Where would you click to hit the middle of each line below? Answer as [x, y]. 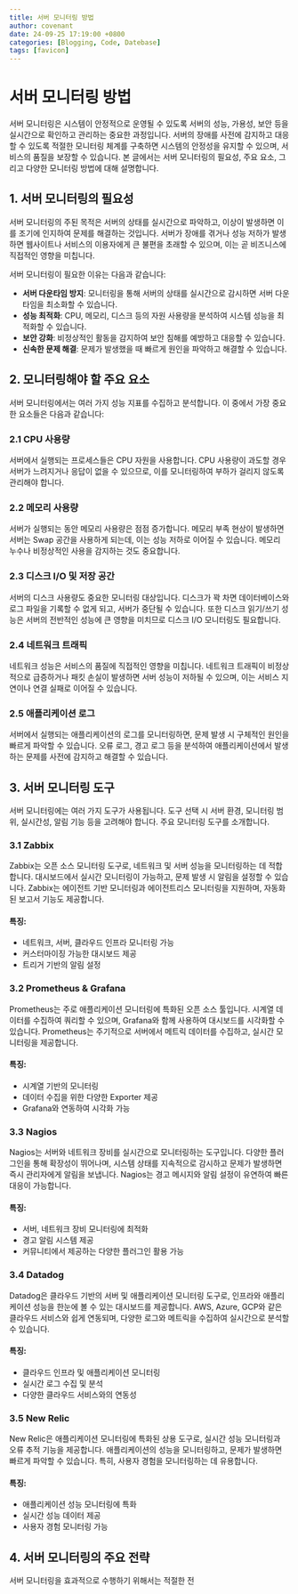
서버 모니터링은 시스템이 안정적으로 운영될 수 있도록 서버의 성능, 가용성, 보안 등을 [149, 124]
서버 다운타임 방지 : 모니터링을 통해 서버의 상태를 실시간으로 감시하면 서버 [148, 293]
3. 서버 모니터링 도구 [62, 787]
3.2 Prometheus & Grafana [68, 989]
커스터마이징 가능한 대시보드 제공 [79, 954]
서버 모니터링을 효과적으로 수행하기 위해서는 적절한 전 [102, 1581]
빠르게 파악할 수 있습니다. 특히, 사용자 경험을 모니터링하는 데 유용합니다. [133, 1461]
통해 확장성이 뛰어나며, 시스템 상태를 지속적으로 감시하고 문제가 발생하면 [157, 1163]
